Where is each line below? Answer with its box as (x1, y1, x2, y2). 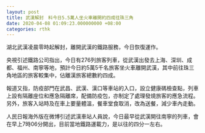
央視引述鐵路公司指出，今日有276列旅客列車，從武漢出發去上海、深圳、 (6, 56, 187, 64)
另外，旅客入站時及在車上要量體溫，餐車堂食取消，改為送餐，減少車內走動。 (6, 100, 199, 107)
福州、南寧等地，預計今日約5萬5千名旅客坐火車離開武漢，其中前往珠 (16, 64, 189, 71)
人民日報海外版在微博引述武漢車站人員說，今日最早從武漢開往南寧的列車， (6, 113, 193, 120)
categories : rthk (6, 26, 51, 32)
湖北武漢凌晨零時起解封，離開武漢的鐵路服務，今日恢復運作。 (6, 43, 162, 51)
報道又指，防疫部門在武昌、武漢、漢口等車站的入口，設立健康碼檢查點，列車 (6, 85, 199, 92)
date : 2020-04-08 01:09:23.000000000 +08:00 (6, 20, 121, 26)
